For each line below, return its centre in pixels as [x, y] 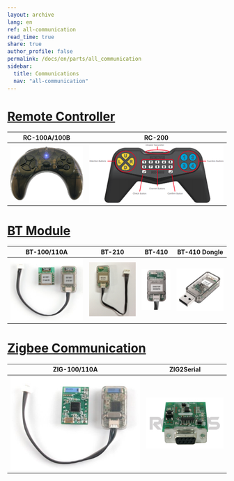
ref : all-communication [42, 29]
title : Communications [46, 73]
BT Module [39, 231]
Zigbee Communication [77, 348]
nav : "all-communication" [51, 81]
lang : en [20, 22]
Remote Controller [61, 116]
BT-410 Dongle [200, 252]
